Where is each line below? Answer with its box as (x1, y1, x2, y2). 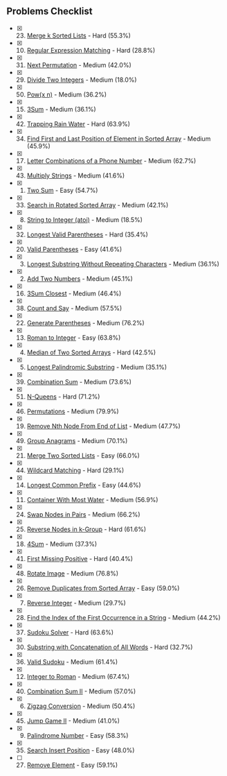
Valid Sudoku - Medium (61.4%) (26, 657, 118, 666)
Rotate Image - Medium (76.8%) (26, 569, 119, 578)
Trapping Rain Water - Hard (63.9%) (26, 119, 131, 128)
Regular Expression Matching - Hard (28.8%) (26, 46, 156, 54)
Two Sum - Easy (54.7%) (26, 186, 98, 194)
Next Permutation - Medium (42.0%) (26, 60, 132, 69)
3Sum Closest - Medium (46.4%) (26, 289, 122, 298)
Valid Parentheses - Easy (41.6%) (26, 245, 122, 253)
